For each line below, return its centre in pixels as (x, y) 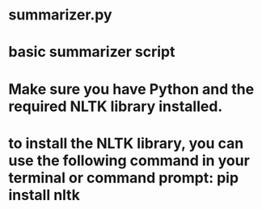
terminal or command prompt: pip (124, 178)
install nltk (44, 195)
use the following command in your (129, 160)
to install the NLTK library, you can (126, 143)
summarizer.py (60, 15)
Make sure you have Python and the (131, 89)
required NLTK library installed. (116, 106)
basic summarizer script (92, 52)
